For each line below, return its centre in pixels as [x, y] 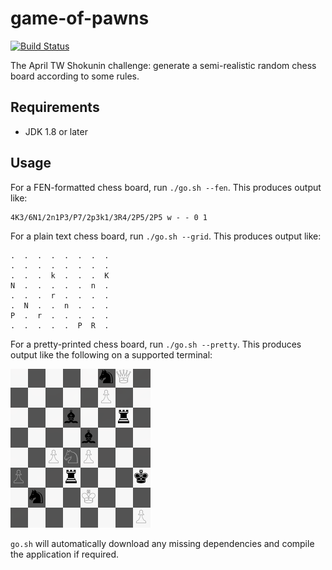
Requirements [55, 107]
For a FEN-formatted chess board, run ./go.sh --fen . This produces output [166, 187]
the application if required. [65, 554]
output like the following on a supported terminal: [111, 354]
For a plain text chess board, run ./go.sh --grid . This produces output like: [166, 236]
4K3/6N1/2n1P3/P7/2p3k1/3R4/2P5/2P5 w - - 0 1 [109, 217]
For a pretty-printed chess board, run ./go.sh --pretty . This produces [156, 344]
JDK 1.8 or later [56, 131]
